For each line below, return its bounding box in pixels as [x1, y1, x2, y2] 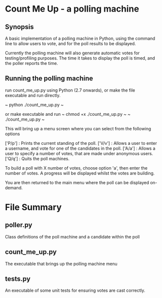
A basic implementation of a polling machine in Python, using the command [5, 35, 156, 41]
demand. [5, 185, 23, 190]
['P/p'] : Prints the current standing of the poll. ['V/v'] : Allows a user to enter [5, 140, 157, 146]
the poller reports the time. [5, 61, 58, 66]
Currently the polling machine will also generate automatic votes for [5, 50, 140, 56]
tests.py [5, 275, 30, 283]
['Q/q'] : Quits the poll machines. [5, 156, 70, 161]
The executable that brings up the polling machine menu [5, 261, 118, 267]
